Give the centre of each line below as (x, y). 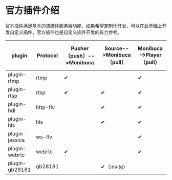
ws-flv (44, 137)
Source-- (117, 48)
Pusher (80, 48)
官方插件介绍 (33, 11)
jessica (16, 140)
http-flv (45, 107)
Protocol (47, 56)
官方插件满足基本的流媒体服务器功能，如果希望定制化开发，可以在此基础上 (84, 26)
